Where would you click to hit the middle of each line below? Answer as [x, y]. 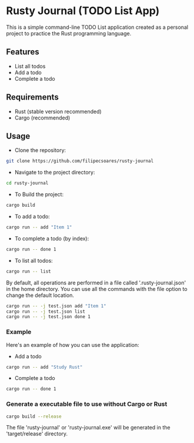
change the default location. [40, 295]
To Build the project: [39, 194]
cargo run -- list [29, 271]
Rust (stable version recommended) [58, 111]
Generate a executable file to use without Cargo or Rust [87, 404]
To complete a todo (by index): [52, 238]
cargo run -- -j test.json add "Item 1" [56, 306]
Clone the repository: [40, 150]
